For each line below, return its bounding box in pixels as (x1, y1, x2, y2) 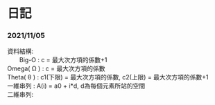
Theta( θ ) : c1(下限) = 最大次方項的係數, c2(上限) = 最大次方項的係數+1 (7, 73, 209, 82)
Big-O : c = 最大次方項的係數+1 (19, 56, 108, 64)
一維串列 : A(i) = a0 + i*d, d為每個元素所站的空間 (7, 82, 146, 90)
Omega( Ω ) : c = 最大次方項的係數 (7, 64, 105, 73)
